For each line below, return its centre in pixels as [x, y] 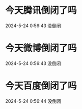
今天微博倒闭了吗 [41, 48]
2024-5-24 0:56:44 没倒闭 [33, 101]
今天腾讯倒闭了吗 [41, 10]
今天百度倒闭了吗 [41, 86]
